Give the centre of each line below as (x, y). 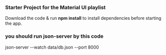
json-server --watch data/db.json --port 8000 (52, 47)
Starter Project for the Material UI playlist (55, 7)
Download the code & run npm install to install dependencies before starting (83, 18)
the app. (14, 23)
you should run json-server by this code (54, 36)
